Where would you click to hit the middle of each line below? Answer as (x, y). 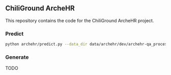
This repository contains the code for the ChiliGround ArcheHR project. (80, 20)
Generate (17, 57)
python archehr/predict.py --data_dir (46, 44)
